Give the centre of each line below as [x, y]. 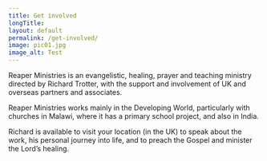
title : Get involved [43, 16]
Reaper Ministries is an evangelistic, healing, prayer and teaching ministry [130, 75]
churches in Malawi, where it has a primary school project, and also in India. [133, 116]
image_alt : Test [35, 53]
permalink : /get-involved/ [53, 38]
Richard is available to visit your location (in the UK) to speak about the [125, 132]
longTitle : [26, 23]
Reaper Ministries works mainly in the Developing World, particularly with [129, 108]
